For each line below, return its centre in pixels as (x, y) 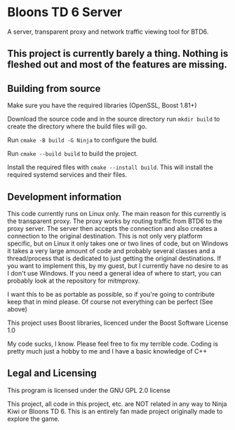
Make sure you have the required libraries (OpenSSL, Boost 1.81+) (102, 105)
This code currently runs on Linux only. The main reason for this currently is (117, 213)
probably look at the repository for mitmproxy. (74, 281)
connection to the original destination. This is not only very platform (105, 236)
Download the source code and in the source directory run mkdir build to (114, 119)
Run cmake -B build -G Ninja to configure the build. (83, 140)
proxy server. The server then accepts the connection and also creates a (112, 228)
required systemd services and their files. (67, 175)
